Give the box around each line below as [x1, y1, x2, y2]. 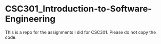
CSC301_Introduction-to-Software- [5, 3, 152, 14]
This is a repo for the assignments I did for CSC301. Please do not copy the [5, 29, 156, 35]
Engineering [5, 13, 56, 24]
